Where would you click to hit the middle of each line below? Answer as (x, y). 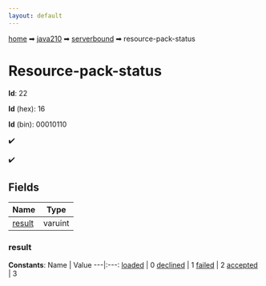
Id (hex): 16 (27, 108)
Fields (24, 187)
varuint (56, 224)
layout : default (35, 16)
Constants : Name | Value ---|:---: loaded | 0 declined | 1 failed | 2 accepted (133, 264)
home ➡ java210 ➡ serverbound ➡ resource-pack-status (102, 38)
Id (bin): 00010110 (38, 124)
